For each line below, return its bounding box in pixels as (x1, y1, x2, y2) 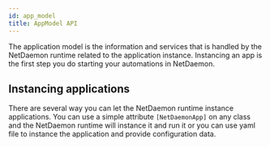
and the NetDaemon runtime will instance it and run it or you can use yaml (8, 120, 255, 130)
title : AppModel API (8, 19, 79, 27)
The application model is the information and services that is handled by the (8, 41, 262, 51)
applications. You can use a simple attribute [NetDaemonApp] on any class (8, 112, 251, 122)
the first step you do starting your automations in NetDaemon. (8, 58, 215, 69)
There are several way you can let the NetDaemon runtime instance (8, 103, 234, 113)
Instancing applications (8, 82, 131, 95)
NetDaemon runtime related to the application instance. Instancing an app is (8, 50, 263, 60)
